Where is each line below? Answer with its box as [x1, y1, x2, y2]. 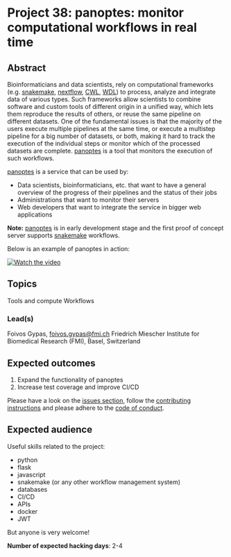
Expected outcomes [7, 357, 96, 369]
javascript [17, 470, 46, 479]
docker [17, 507, 38, 515]
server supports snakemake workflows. [7, 231, 120, 239]
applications [17, 210, 53, 218]
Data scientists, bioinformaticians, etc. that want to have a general [17, 181, 207, 189]
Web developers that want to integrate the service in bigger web [17, 203, 201, 211]
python [17, 456, 38, 464]
